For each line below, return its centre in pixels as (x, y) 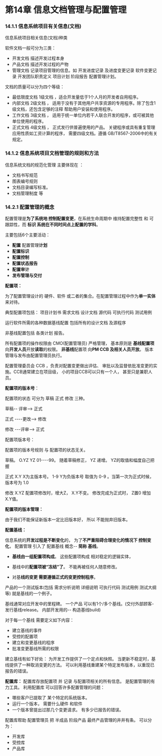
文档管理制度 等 (28, 193)
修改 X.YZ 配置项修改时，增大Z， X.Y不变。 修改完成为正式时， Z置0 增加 (78, 493)
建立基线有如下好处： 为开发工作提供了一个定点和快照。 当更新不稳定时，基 (80, 659)
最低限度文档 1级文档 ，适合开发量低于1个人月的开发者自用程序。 (76, 97)
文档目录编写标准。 (31, 187)
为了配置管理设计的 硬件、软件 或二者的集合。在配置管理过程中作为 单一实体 (80, 296)
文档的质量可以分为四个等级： (35, 87)
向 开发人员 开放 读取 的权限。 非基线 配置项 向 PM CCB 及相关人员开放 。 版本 (79, 349)
